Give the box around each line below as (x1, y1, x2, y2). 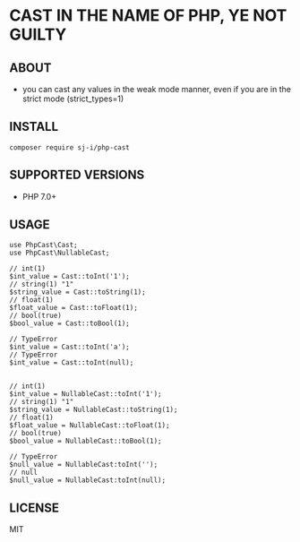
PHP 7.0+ (21, 191, 56, 202)
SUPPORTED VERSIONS (9, 168, 145, 183)
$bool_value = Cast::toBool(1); (9, 319, 130, 328)
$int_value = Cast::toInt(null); (9, 358, 134, 367)
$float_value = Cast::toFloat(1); (9, 304, 139, 313)
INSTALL (9, 119, 59, 134)
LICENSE (9, 500, 60, 515)
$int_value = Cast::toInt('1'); (9, 272, 130, 281)
